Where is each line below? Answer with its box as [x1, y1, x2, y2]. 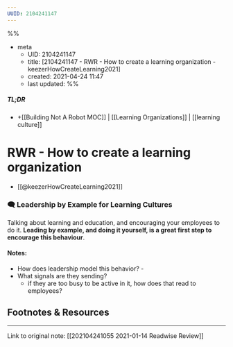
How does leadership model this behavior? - [17, 264, 144, 273]
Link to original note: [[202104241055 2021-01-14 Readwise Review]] [7, 331, 204, 340]
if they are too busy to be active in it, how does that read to [27, 279, 196, 288]
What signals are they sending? [17, 272, 107, 280]
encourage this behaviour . [7, 233, 85, 242]
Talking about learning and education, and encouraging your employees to [7, 218, 221, 226]
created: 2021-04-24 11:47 [27, 72, 104, 81]
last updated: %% [27, 79, 79, 87]
